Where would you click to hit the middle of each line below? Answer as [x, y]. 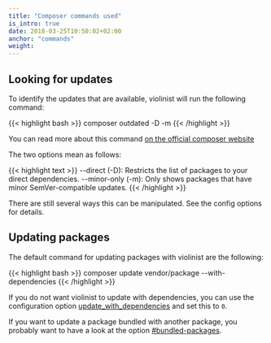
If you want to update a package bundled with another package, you [123, 321]
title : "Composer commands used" [65, 16]
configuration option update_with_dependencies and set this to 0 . [118, 306]
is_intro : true [34, 24]
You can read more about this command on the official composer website [131, 138]
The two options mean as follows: [65, 154]
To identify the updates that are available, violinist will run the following [127, 98]
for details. [26, 211]
